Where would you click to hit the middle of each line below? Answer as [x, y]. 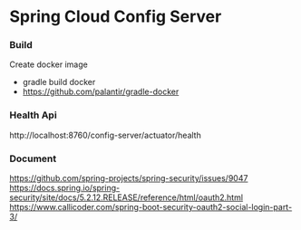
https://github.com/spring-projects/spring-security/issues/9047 [129, 178]
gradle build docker [59, 82]
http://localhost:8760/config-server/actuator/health [105, 135]
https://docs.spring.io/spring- [65, 188]
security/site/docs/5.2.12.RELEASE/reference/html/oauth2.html [126, 197]
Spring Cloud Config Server [116, 17]
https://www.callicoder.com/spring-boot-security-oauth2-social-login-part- [151, 207]
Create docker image [49, 64]
